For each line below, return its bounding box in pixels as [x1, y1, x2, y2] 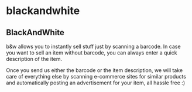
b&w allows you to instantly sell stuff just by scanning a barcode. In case [6, 43, 181, 50]
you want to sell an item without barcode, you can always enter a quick [6, 49, 177, 56]
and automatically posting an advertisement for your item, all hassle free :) [6, 79, 186, 86]
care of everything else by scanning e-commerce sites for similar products [6, 73, 186, 80]
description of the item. [6, 56, 63, 62]
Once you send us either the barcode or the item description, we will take [6, 67, 183, 74]
